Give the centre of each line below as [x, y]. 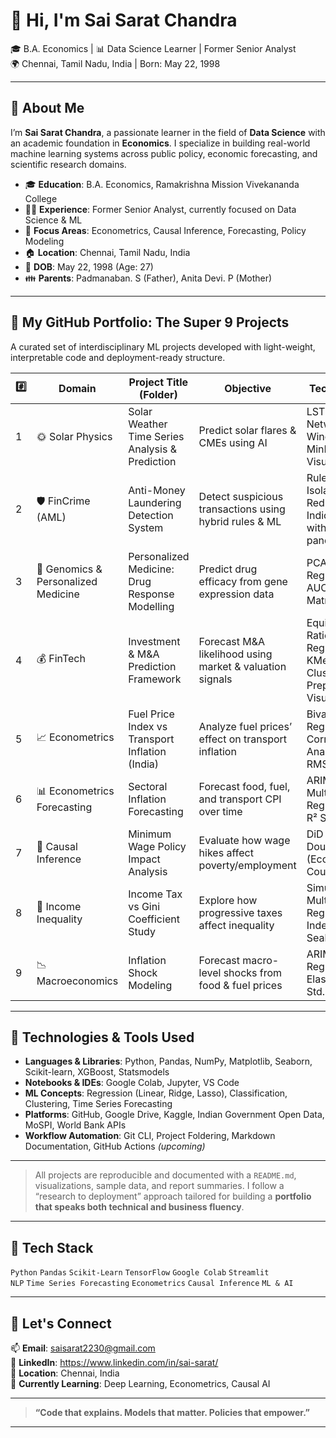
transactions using [242, 509]
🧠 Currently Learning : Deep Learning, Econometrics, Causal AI [140, 1383]
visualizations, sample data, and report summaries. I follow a [159, 1186]
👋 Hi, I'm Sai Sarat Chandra [124, 20]
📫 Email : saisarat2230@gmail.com [83, 1348]
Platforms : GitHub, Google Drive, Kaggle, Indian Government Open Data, [174, 1115]
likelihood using [235, 654]
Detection [151, 515]
